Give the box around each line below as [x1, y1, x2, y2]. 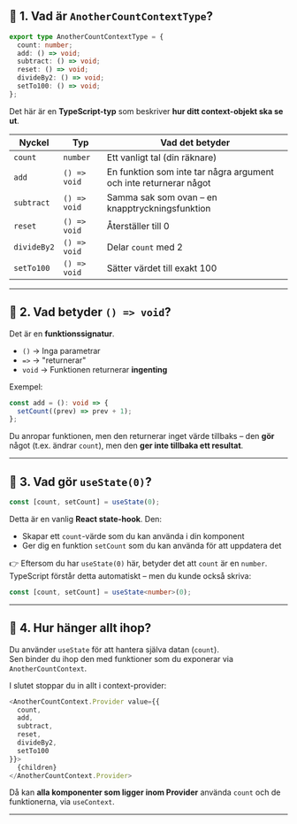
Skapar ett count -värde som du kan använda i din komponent [21, 530, 245, 541]
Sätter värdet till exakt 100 [106, 262, 217, 274]
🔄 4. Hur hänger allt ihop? [9, 620, 152, 635]
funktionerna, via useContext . [9, 797, 115, 807]
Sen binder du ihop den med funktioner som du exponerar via [9, 653, 234, 664]
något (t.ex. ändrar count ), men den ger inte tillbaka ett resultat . [9, 440, 244, 451]
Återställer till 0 [106, 219, 170, 232]
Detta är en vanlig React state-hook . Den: [9, 513, 162, 524]
